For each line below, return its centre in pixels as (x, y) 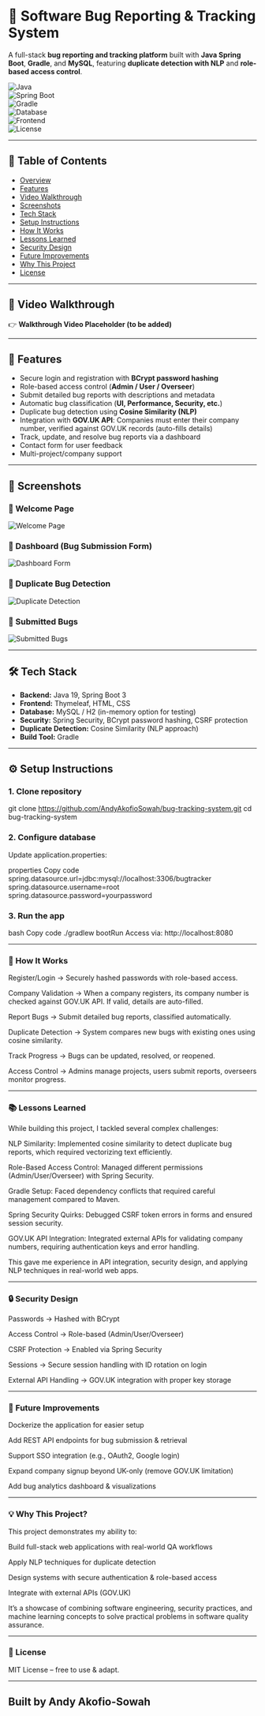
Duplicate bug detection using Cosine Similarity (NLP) (108, 412)
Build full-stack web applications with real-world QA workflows (110, 1546)
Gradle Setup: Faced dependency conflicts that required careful (112, 1191)
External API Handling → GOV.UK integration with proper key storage (120, 1380)
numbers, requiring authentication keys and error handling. (104, 1246)
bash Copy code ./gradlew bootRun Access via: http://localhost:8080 (121, 933)
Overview (35, 180)
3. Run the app (36, 915)
